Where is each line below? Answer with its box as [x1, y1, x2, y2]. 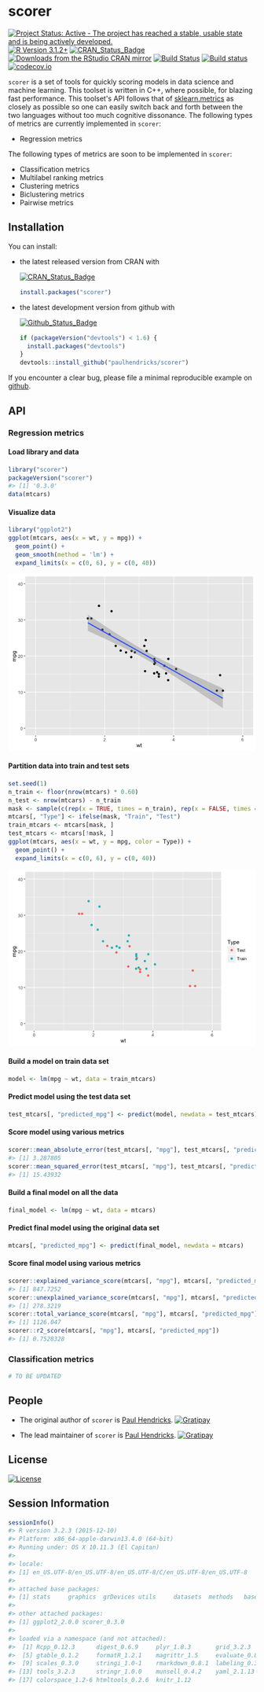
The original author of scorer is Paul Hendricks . [19, 1414, 174, 1425]
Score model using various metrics [8, 1127, 125, 1137]
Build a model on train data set [8, 1057, 109, 1066]
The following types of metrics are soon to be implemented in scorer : [8, 149, 233, 159]
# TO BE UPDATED [8, 1373, 61, 1381]
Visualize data [8, 507, 57, 517]
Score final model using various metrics [8, 1259, 141, 1268]
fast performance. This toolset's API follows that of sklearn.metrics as [8, 94, 234, 103]
